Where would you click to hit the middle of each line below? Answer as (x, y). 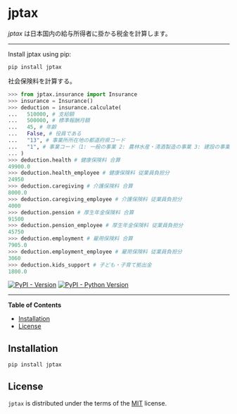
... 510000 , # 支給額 (41, 114)
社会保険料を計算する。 (42, 81)
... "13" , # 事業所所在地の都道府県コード (67, 140)
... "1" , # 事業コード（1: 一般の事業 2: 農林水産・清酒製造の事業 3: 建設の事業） (122, 147)
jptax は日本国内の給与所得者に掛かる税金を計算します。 (90, 33)
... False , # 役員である (45, 134)
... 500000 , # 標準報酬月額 (49, 121)
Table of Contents (35, 305)
